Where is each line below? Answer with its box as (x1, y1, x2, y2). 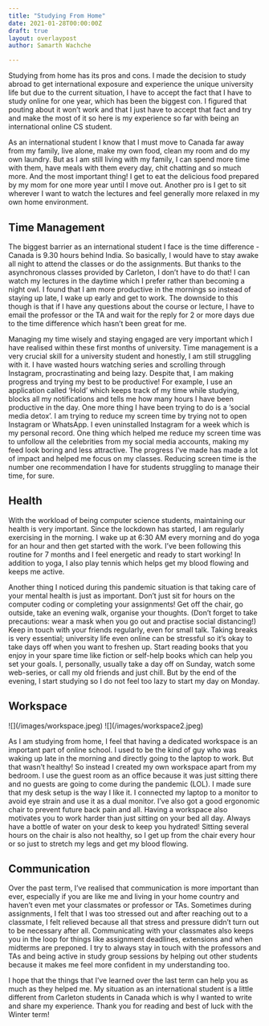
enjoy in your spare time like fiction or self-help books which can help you (8, 650, 253, 660)
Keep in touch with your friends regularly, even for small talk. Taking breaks (8, 624, 259, 635)
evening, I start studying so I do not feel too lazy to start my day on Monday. (8, 676, 260, 685)
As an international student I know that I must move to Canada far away (8, 137, 245, 147)
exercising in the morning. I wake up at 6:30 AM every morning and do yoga (8, 532, 260, 542)
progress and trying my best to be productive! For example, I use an (8, 377, 233, 386)
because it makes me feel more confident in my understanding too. (8, 960, 230, 970)
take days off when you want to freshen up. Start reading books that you (8, 642, 249, 652)
